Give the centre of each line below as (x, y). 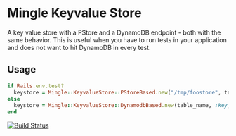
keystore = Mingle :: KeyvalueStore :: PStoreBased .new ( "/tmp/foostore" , (117, 92)
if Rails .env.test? (36, 86)
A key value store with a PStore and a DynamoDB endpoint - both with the (114, 32)
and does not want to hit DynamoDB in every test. (79, 47)
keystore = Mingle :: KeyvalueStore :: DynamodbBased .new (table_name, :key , (122, 106)
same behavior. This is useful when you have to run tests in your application (117, 39)
